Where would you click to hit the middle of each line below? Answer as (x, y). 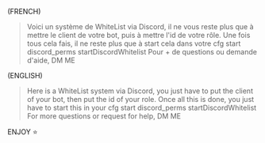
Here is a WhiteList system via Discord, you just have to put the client (140, 91)
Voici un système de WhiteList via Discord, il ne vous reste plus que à (140, 26)
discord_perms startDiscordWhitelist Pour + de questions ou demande (142, 52)
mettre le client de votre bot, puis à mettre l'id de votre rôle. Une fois (138, 35)
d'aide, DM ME (51, 60)
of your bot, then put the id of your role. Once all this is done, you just (140, 99)
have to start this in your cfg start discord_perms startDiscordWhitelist (142, 107)
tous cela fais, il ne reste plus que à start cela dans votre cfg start (134, 43)
